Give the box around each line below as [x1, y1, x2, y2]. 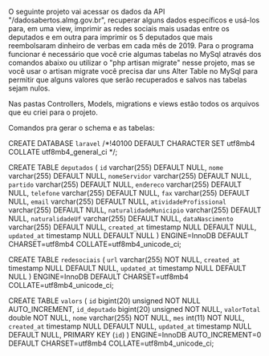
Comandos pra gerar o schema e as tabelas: [8, 123, 155, 132]
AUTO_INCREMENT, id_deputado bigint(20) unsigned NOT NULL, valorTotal [8, 305, 261, 314]
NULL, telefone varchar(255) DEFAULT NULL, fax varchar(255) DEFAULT [8, 188, 251, 197]
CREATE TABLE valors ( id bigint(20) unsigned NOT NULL [8, 296, 201, 305]
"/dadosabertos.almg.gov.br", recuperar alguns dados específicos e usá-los [8, 15, 260, 25]
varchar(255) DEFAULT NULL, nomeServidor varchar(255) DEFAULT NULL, [8, 172, 251, 180]
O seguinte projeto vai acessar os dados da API [8, 7, 165, 16]
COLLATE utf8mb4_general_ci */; [8, 148, 118, 156]
